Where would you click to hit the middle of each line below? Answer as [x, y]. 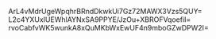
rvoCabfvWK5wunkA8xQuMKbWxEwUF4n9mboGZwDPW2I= [108, 28]
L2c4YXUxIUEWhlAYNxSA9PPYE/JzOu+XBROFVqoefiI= [100, 19]
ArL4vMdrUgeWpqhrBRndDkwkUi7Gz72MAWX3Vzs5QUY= [105, 11]
